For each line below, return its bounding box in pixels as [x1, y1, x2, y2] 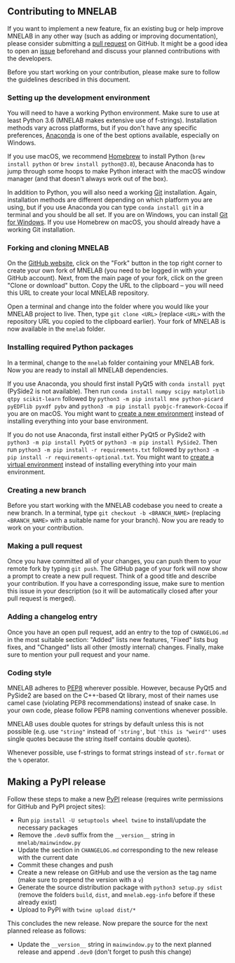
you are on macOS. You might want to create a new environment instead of [7, 409, 224, 417]
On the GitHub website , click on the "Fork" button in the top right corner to [7, 259, 222, 268]
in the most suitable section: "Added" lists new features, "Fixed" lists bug [7, 635, 219, 643]
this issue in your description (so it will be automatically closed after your [7, 587, 218, 596]
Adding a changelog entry [7, 612, 98, 622]
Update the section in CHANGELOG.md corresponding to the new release [17, 846, 219, 854]
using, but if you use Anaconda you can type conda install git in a [7, 203, 204, 211]
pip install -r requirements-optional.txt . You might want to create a [7, 452, 214, 461]
